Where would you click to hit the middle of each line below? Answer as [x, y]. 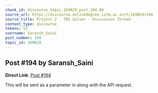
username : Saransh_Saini [31, 33]
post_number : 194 [23, 38]
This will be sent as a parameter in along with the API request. [69, 85]
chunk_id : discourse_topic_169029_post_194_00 [54, 10]
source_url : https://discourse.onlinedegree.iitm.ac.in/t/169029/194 [79, 15]
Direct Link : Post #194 [28, 75]
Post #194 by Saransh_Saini [49, 63]
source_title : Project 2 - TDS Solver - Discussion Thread [68, 19]
